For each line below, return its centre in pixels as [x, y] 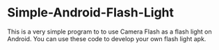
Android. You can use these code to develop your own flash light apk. [107, 38]
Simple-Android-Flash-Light [91, 13]
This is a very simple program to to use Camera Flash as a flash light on [109, 32]
